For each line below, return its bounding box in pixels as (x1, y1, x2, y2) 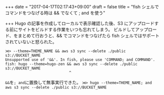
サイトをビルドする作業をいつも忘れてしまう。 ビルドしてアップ (18, 27, 149, 32)
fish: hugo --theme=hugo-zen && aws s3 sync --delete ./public (5, 62, 138, 66)
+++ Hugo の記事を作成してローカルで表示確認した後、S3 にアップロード (5, 21, 155, 26)
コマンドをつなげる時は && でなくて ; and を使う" (5, 10, 105, 16)
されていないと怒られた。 (5, 39, 57, 45)
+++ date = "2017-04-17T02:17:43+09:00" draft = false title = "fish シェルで (5, 4, 159, 9)
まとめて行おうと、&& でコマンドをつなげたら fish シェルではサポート (18, 33, 160, 38)
